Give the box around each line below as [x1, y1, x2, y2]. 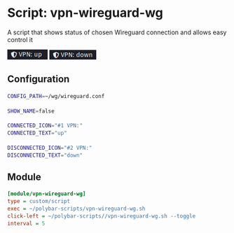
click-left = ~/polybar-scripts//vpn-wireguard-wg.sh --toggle [7, 213, 196, 220]
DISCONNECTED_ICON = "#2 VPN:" [7, 144, 92, 151]
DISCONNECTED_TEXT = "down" [7, 152, 83, 159]
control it [7, 35, 33, 43]
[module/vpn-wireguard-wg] [7, 190, 86, 197]
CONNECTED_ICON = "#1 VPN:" [7, 122, 83, 129]
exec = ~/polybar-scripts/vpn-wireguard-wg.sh [7, 205, 146, 213]
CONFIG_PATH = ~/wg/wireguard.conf [7, 92, 105, 99]
